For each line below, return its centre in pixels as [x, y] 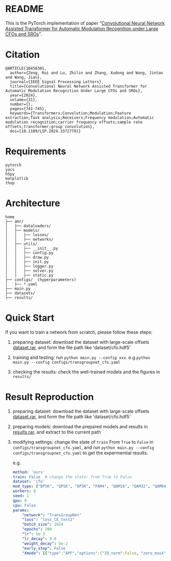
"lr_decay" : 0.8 [39, 538]
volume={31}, [24, 100]
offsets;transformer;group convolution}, [50, 127]
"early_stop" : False [44, 548]
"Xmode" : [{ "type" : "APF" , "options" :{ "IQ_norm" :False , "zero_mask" [94, 553]
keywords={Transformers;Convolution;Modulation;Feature [70, 113]
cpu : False [24, 505]
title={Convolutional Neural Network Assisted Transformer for [78, 86]
